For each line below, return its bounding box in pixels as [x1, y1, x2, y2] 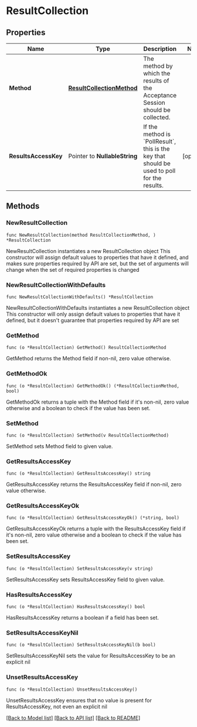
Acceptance [143, 91, 177, 99]
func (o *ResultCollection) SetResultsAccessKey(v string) [6, 565, 154, 572]
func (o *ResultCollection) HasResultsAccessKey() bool [6, 604, 145, 610]
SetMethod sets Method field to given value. [6, 442, 113, 449]
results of [143, 77, 169, 84]
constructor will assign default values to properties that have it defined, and [6, 254, 189, 261]
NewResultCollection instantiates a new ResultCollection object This [6, 247, 171, 254]
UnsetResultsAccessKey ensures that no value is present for [6, 697, 152, 704]
